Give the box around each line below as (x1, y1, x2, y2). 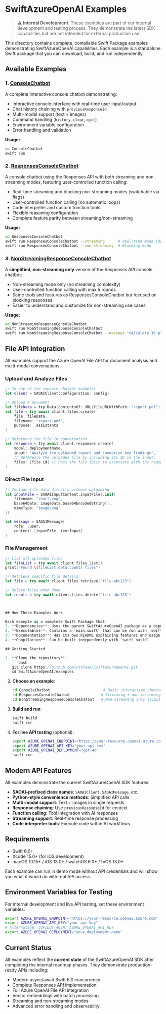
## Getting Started (5, 646, 45, 651)
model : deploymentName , (14, 446, 63, 451)
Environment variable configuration (12, 121, 84, 127)
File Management (5, 545, 48, 552)
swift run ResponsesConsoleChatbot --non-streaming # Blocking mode (5, 243, 152, 248)
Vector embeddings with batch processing (12, 992, 99, 998)
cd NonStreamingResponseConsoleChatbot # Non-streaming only (12, 697, 146, 702)
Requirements (5, 835, 49, 844)
